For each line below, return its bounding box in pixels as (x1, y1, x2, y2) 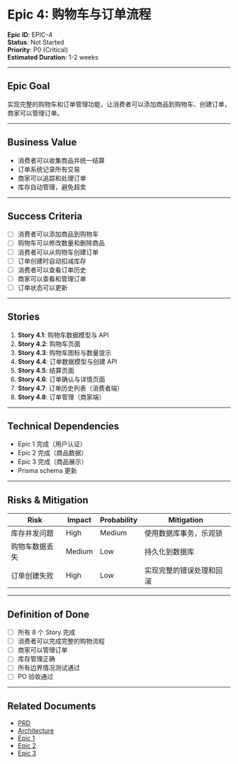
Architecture (17, 726, 55, 735)
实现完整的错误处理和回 (144, 566, 223, 575)
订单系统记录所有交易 (17, 164, 80, 174)
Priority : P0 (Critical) (7, 45, 69, 54)
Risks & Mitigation (7, 494, 89, 506)
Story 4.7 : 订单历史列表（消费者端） (17, 383, 124, 392)
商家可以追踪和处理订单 (17, 174, 86, 182)
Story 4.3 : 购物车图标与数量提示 (17, 348, 112, 356)
